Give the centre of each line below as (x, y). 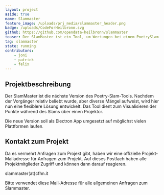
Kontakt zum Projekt (37, 142)
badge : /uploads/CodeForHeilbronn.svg (45, 28)
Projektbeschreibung (38, 84)
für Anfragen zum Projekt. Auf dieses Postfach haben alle (89, 158)
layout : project (22, 10)
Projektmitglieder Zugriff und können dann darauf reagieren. (66, 164)
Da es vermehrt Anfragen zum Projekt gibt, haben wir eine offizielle (73, 153)
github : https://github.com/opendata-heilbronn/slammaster (67, 32)
